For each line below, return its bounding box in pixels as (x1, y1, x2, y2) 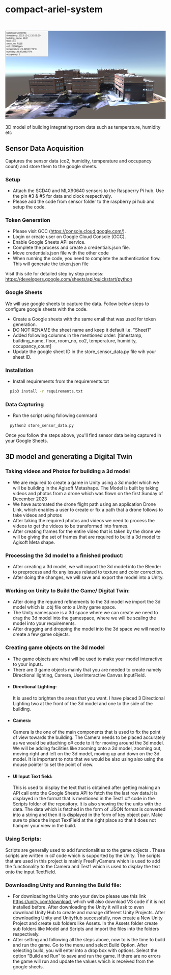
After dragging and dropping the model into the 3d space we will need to (12, 626, 165, 632)
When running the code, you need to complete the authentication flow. (12, 256, 161, 262)
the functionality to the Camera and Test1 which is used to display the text (5, 863, 160, 869)
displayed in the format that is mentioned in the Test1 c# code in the (12, 796, 155, 802)
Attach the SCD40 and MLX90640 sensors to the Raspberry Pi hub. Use (12, 188, 164, 194)
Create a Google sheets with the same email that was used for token (12, 316, 156, 322)
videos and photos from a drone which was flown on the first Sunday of (12, 490, 163, 496)
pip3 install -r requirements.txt (10, 389, 83, 394)
